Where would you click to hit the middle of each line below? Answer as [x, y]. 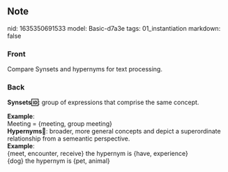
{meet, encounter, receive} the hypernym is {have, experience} [98, 154]
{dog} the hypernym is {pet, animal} [59, 161]
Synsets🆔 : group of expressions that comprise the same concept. [103, 102]
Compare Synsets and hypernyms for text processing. [85, 69]
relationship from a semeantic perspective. [69, 138]
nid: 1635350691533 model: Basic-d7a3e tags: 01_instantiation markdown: [114, 28]
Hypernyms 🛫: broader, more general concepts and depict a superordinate [114, 131]
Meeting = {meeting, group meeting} [60, 124]
